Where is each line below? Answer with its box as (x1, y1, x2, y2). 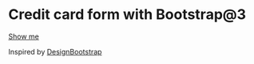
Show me (8, 32, 40, 41)
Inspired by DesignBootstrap (8, 47, 102, 56)
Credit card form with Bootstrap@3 (8, 6, 246, 24)
